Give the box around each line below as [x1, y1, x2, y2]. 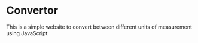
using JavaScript [6, 29, 48, 36]
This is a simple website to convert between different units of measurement [6, 23, 193, 30]
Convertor [6, 4, 59, 17]
